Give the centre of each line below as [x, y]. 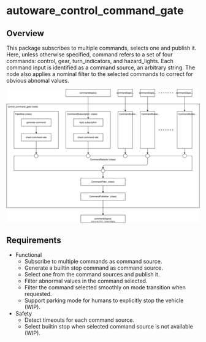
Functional [29, 255]
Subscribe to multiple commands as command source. [93, 262]
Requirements [34, 240]
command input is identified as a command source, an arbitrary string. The [101, 67]
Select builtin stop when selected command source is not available [109, 327]
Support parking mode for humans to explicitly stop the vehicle [104, 300]
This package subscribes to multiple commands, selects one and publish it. [101, 48]
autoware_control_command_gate [95, 11]
